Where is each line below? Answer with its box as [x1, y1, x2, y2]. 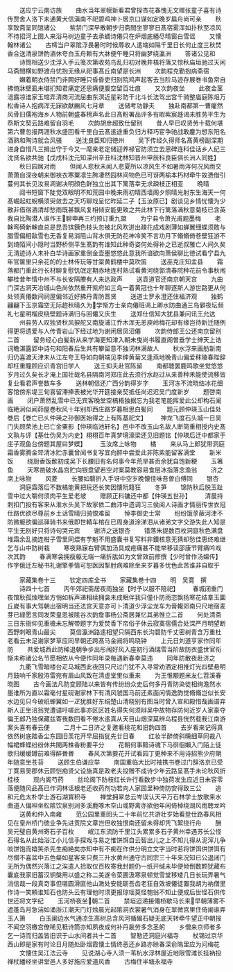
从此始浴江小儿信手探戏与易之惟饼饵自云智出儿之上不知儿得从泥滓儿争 [25, 836, 226, 844]
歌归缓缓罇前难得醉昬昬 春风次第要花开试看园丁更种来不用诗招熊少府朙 [7, 749, 222, 758]
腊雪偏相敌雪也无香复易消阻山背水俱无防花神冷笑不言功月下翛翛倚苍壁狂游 [7, 232, 220, 239]
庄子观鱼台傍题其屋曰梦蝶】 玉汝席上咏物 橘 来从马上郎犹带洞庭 [7, 440, 225, 447]
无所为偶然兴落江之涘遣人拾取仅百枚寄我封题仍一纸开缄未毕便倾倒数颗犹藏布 [7, 862, 226, 870]
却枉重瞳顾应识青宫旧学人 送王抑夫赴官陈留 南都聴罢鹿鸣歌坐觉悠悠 [7, 361, 223, 370]
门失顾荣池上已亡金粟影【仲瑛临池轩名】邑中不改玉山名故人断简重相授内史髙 [7, 423, 226, 430]
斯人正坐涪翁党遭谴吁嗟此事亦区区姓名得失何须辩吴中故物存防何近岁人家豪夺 [7, 706, 226, 714]
